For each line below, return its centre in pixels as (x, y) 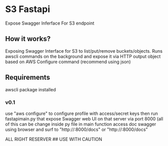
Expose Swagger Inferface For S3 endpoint (50, 23)
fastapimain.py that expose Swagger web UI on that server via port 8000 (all (84, 118)
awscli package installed (31, 89)
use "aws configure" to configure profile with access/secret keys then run (81, 113)
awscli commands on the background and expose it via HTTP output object (83, 56)
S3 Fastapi (28, 9)
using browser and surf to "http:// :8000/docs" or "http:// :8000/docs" (76, 129)
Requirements (28, 78)
